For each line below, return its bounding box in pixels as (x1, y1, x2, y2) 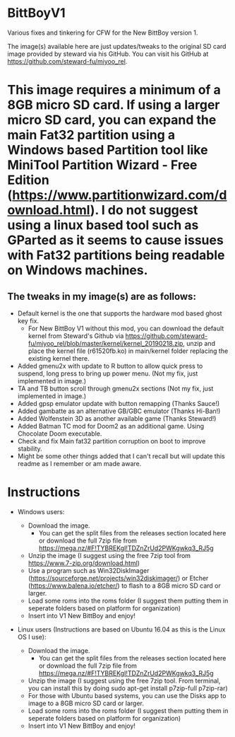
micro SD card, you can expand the (7, 112, 217, 128)
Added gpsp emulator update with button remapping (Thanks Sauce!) (17, 399, 220, 407)
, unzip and (183, 339, 215, 347)
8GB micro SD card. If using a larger (7, 97, 220, 113)
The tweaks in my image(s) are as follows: (7, 290, 196, 302)
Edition (7, 172, 49, 188)
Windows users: (17, 507, 65, 516)
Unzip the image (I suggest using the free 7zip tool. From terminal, (28, 676, 221, 685)
